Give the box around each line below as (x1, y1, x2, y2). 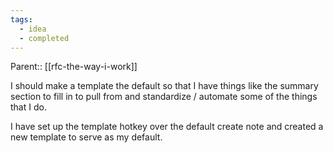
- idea (19, 24, 47, 34)
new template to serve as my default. (10, 131, 163, 143)
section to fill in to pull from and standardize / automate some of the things (10, 91, 318, 103)
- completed (19, 33, 70, 43)
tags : (10, 14, 33, 25)
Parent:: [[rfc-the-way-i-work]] (10, 61, 138, 73)
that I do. (10, 101, 47, 113)
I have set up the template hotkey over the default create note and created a (10, 121, 324, 133)
